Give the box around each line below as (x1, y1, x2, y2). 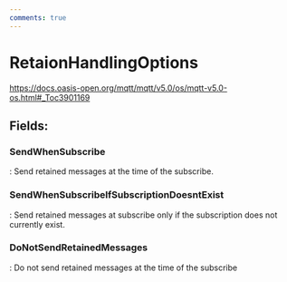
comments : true (9, 13, 67, 23)
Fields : (9, 118, 49, 133)
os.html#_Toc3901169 (9, 92, 91, 102)
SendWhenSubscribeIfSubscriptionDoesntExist (9, 189, 225, 201)
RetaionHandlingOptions (9, 52, 199, 73)
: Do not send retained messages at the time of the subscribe (9, 262, 238, 273)
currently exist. (9, 219, 65, 229)
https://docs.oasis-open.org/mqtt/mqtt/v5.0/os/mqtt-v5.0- (9, 83, 228, 93)
